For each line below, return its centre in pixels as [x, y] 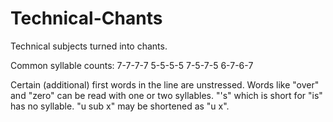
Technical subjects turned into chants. [89, 46]
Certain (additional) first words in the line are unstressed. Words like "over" [165, 84]
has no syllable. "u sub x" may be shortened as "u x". [120, 106]
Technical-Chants [86, 18]
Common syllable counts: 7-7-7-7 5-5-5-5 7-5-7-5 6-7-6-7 [132, 65]
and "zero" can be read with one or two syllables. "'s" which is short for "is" [166, 95]
